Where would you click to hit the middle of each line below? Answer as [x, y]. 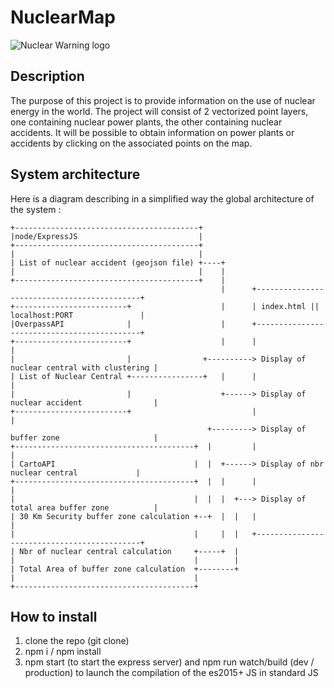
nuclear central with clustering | [84, 367]
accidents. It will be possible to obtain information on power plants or [152, 132]
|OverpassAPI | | [118, 324]
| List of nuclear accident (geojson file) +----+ [118, 262]
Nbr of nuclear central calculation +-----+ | [129, 551]
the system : [36, 209]
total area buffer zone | [84, 507]
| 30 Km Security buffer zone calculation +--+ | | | [133, 516]
